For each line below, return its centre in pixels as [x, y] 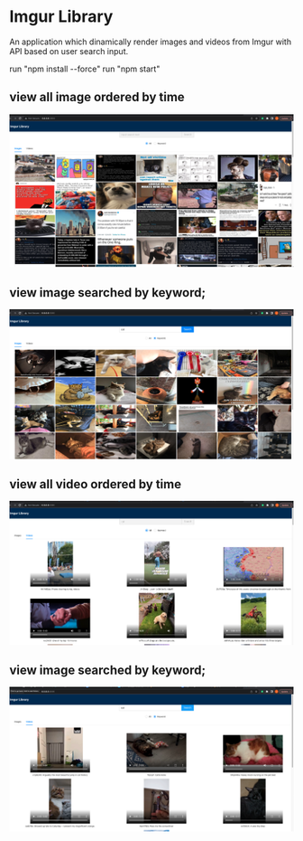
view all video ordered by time [96, 484]
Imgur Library [61, 17]
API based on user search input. [69, 51]
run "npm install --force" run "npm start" [85, 69]
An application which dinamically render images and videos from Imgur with [150, 42]
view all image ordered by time [97, 97]
